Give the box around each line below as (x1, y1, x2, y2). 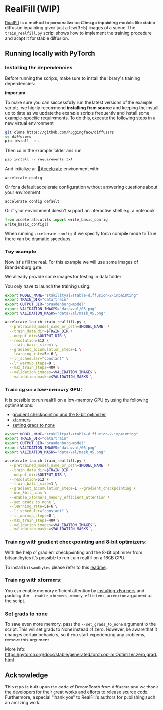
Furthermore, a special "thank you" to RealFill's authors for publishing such (5, 694, 156, 700)
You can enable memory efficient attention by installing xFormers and (5, 587, 145, 593)
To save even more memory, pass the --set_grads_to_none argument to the (5, 621, 156, 627)
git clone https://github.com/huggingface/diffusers (5, 130, 114, 135)
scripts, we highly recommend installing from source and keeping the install (5, 104, 159, 111)
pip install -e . (5, 138, 40, 144)
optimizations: (5, 402, 34, 408)
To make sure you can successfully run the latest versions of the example (5, 99, 153, 105)
